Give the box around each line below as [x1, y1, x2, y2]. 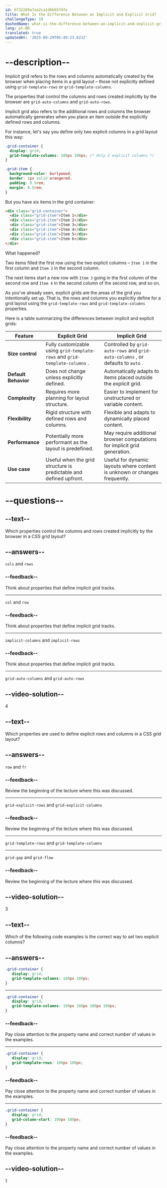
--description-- [5, 57, 71, 68]
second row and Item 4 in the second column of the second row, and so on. [5, 280, 161, 286]
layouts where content [104, 462, 156, 469]
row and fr [5, 764, 27, 770]
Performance [7, 439, 40, 446]
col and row [5, 599, 29, 605]
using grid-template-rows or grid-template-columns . [5, 83, 113, 90]
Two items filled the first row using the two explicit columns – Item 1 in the [5, 260, 158, 266]
